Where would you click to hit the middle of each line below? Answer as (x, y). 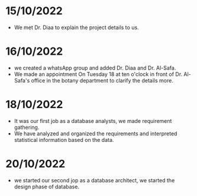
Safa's (22, 80)
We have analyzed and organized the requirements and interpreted (96, 133)
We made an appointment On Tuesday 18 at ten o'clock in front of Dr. (98, 74)
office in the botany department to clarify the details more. (102, 80)
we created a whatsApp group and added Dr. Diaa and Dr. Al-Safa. (95, 68)
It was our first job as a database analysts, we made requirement (93, 121)
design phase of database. (46, 186)
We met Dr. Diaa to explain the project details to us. (77, 27)
